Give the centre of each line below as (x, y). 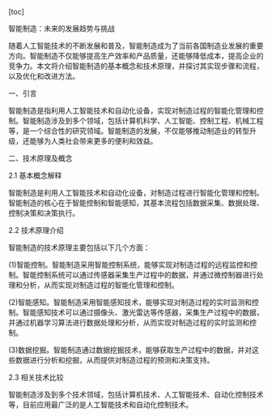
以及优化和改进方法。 (44, 76)
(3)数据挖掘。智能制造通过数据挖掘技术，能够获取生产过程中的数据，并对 (130, 350)
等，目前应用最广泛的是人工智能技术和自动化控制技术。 (100, 404)
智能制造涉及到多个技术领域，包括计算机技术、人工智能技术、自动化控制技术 (136, 394)
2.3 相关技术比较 (36, 377)
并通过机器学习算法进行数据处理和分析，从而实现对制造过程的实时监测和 (129, 322)
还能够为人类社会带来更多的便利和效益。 (90, 141)
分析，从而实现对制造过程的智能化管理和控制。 (100, 285)
